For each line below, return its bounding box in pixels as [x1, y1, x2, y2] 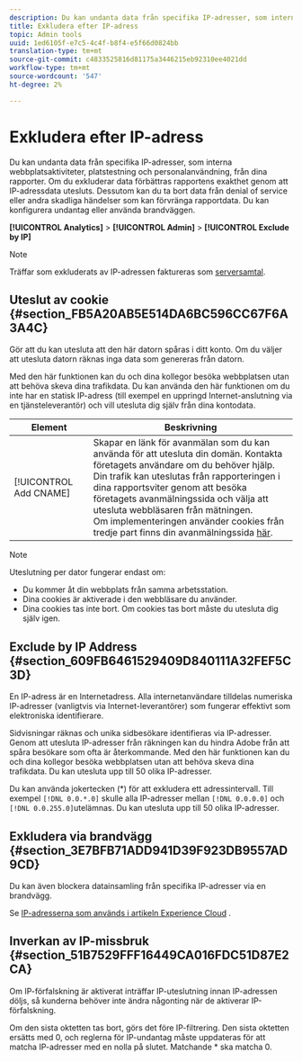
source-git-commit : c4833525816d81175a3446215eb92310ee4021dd [9, 55, 247, 64]
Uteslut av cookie [9, 292, 110, 307]
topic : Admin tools [9, 30, 83, 39]
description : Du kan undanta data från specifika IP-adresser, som [9, 13, 268, 22]
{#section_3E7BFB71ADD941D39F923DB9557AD [9, 842, 289, 858]
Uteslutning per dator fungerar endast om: [9, 567, 166, 578]
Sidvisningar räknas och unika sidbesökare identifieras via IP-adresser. [9, 728, 272, 739]
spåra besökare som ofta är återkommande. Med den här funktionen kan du [9, 747, 290, 758]
